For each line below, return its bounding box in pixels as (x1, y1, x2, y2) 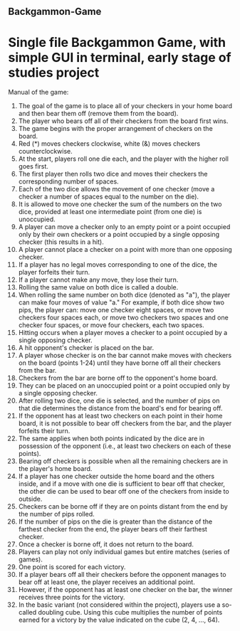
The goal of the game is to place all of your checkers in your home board (18, 102, 233, 110)
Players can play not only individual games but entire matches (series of (18, 548, 230, 556)
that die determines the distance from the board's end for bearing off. (18, 404, 223, 413)
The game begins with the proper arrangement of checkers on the (18, 124, 213, 133)
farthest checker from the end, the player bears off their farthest (18, 525, 207, 534)
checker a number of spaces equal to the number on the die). (18, 192, 199, 201)
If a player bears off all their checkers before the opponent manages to (18, 571, 226, 579)
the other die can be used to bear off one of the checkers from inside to (18, 487, 230, 496)
